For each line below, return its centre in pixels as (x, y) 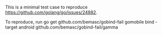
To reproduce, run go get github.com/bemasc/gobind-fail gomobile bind (80, 22)
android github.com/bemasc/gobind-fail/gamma (68, 27)
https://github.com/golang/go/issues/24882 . (51, 12)
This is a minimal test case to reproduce (46, 7)
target (11, 27)
